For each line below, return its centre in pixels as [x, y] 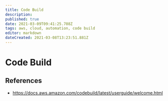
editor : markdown [23, 33]
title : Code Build [24, 10]
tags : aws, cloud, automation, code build [50, 28]
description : [19, 14]
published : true [22, 19]
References [24, 81]
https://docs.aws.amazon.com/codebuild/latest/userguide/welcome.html [88, 92]
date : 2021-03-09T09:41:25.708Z [39, 24]
